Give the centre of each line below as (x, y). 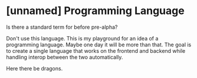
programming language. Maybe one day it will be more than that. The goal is (99, 45)
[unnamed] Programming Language (95, 11)
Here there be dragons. (35, 68)
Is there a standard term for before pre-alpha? (62, 27)
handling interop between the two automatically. (65, 57)
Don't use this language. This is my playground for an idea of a (82, 38)
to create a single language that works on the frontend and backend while (96, 50)
